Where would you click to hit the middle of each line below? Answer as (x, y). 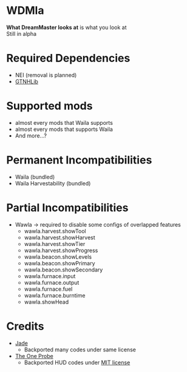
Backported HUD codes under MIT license (77, 362)
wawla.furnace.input (50, 276)
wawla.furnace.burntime (55, 295)
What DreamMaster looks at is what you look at (66, 27)
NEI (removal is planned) (46, 75)
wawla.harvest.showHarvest (59, 237)
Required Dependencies (68, 58)
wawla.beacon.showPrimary (59, 263)
